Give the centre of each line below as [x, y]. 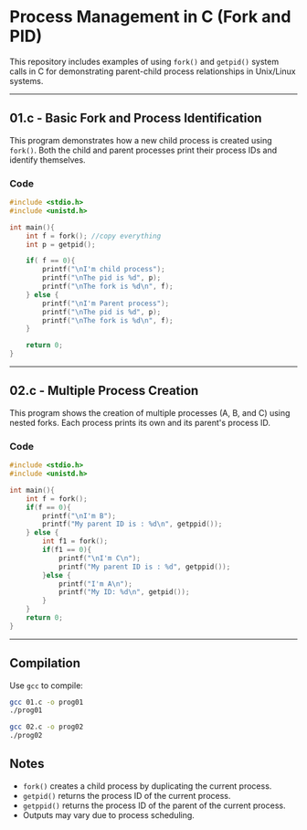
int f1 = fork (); [75, 541]
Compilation [45, 663]
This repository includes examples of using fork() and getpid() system [144, 61]
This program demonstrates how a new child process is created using [141, 140]
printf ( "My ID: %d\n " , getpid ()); [124, 592]
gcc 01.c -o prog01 [47, 702]
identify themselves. [48, 160]
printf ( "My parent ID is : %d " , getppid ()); [144, 567]
